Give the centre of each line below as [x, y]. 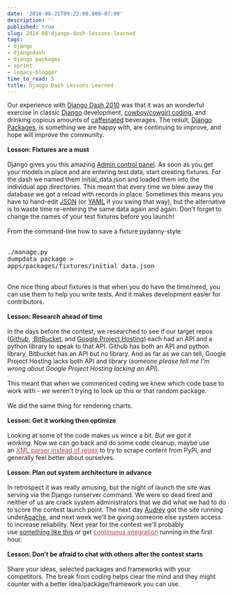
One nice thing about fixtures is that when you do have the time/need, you [114, 287]
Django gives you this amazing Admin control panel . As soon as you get [110, 164]
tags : [15, 40]
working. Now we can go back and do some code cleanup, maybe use [108, 443]
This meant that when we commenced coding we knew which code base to [116, 383]
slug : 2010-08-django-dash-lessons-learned [72, 33]
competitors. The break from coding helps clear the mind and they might [112, 577]
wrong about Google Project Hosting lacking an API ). [83, 368]
